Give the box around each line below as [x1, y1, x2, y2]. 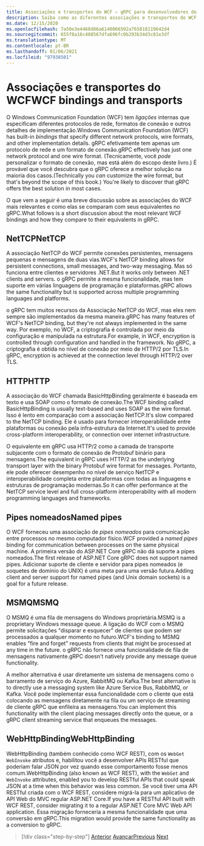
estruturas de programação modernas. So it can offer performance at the [6, 481, 188, 489]
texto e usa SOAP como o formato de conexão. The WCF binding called [6, 399, 183, 406]
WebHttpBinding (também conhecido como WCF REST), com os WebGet [6, 750, 185, 757]
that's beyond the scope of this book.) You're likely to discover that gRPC [6, 178, 189, 186]
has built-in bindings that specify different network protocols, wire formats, [6, 133, 194, 140]
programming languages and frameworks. [6, 494, 112, 502]
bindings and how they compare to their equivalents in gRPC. [6, 215, 160, 223]
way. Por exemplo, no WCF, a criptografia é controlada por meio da [6, 326, 175, 334]
